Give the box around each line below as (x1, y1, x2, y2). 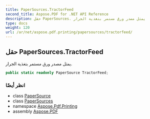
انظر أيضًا (5, 81, 25, 88)
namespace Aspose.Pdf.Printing (12, 103, 78, 109)
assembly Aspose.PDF (12, 108, 58, 114)
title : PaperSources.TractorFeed (5, 7, 74, 12)
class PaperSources (12, 98, 53, 104)
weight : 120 (5, 25, 30, 30)
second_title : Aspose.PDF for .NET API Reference (5, 12, 109, 17)
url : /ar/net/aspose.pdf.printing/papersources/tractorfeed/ (5, 30, 133, 35)
